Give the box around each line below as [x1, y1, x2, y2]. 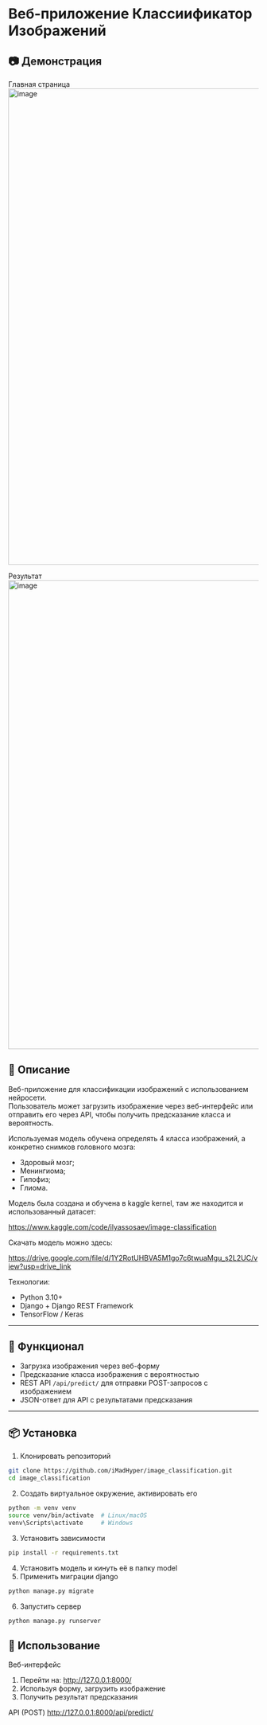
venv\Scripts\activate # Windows [8, 1519, 133, 1527]
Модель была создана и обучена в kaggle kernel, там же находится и [8, 1198, 244, 1207]
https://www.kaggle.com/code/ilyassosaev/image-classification [8, 1222, 217, 1231]
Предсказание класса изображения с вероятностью [19, 1369, 199, 1379]
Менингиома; [19, 1166, 66, 1175]
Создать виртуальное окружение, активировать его [19, 1488, 198, 1498]
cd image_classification [8, 1474, 91, 1482]
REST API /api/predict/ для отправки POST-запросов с [19, 1378, 208, 1387]
